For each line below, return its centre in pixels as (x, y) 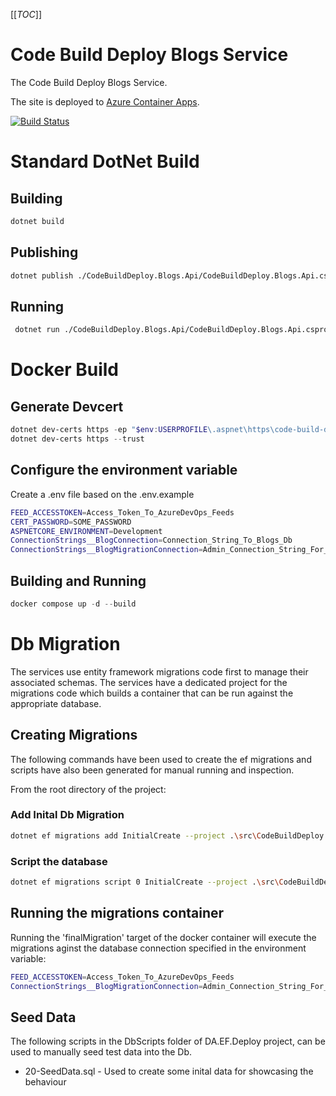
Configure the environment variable (124, 470)
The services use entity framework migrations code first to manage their (159, 671)
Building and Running (78, 580)
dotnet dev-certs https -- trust (77, 439)
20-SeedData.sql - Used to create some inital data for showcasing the (169, 1071)
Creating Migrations (74, 735)
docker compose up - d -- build (73, 604)
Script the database (59, 861)
